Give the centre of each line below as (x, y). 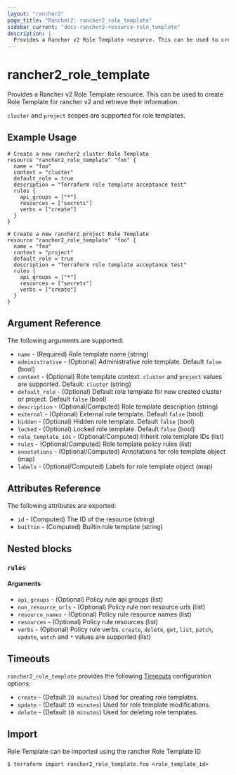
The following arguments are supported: (66, 340)
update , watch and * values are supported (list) (84, 637)
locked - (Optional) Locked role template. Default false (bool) (106, 429)
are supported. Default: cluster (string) (74, 384)
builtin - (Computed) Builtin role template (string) (90, 526)
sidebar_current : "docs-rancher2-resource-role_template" (94, 27)
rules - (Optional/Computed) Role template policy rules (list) (104, 444)
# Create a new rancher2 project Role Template (78, 234)
